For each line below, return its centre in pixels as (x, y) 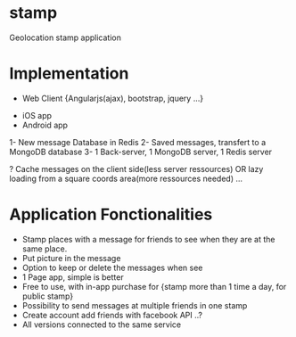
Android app (45, 125)
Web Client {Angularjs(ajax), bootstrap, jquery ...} (112, 98)
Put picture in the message (71, 258)
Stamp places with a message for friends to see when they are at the (148, 239)
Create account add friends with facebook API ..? (112, 315)
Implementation (69, 74)
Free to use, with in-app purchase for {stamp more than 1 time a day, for (154, 286)
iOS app (37, 115)
